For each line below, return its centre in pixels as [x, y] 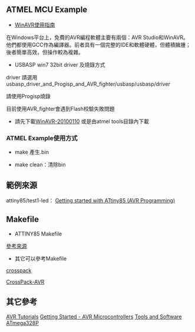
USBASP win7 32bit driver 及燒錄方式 [60, 65]
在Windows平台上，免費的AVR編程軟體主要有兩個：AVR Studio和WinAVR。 [97, 37]
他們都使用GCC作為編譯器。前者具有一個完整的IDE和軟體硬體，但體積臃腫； [99, 44]
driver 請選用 [22, 77]
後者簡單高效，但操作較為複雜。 [45, 52]
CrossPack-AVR [25, 282]
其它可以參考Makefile [40, 258]
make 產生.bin [32, 152]
